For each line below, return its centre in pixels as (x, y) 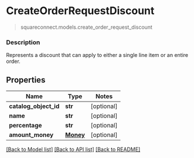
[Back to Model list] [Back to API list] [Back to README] (73, 149)
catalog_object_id (34, 106)
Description (23, 42)
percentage (25, 126)
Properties (26, 80)
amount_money (31, 135)
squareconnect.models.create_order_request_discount (86, 27)
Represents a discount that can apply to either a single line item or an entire (97, 55)
